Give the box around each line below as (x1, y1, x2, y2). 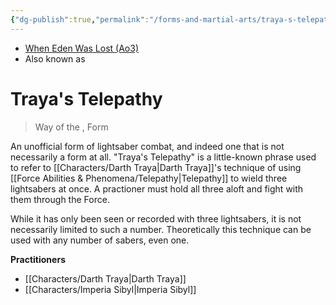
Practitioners (10, 253, 66, 265)
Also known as (24, 52, 86, 65)
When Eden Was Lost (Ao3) (24, 42, 140, 54)
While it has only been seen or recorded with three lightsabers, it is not (10, 212, 302, 225)
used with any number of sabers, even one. (10, 234, 190, 246)
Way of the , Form (34, 121, 109, 133)
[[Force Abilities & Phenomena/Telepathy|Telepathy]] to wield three (10, 172, 288, 184)
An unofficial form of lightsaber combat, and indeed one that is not (10, 140, 285, 152)
